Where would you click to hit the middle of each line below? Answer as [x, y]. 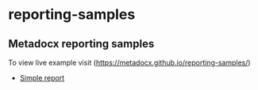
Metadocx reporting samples [81, 44]
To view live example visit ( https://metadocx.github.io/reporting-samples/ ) [130, 62]
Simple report [42, 78]
